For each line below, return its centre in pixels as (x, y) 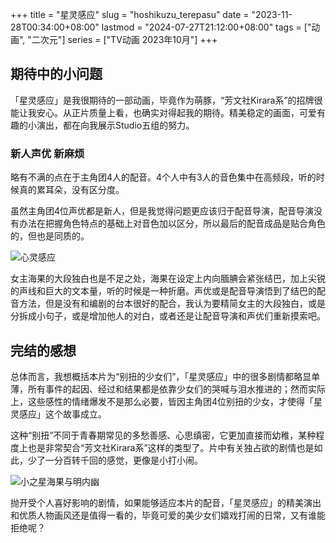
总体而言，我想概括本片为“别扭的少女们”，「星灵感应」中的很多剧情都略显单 (165, 376)
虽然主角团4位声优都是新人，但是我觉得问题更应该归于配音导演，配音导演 (162, 211)
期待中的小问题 (56, 74)
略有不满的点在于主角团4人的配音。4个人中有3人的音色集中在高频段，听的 (163, 177)
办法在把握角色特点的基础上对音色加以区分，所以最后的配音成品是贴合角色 (172, 224)
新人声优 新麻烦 (47, 153)
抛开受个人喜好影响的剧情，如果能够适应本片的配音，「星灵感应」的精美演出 (166, 502)
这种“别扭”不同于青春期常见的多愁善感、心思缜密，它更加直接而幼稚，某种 (163, 435)
